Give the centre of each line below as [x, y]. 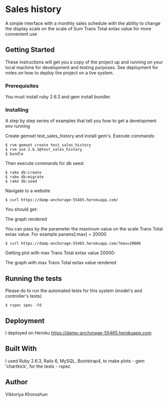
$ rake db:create [23, 173]
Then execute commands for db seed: [45, 163]
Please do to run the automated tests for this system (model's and [74, 291]
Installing [17, 109]
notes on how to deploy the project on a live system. [60, 73]
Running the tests [34, 278]
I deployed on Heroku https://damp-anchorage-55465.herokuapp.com [78, 333]
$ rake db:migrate [24, 177]
